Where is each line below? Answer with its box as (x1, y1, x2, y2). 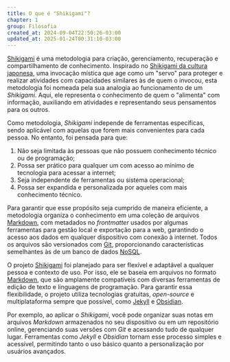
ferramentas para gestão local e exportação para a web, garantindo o (7, 226, 204, 234)
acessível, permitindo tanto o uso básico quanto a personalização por (7, 340, 205, 348)
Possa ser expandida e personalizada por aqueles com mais (16, 183, 187, 192)
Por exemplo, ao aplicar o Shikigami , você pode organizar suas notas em (7, 310, 214, 319)
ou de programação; (16, 154, 76, 162)
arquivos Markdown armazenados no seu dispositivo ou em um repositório (7, 318, 219, 326)
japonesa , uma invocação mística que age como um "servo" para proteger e (7, 69, 223, 78)
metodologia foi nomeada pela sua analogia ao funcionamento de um (7, 84, 203, 92)
